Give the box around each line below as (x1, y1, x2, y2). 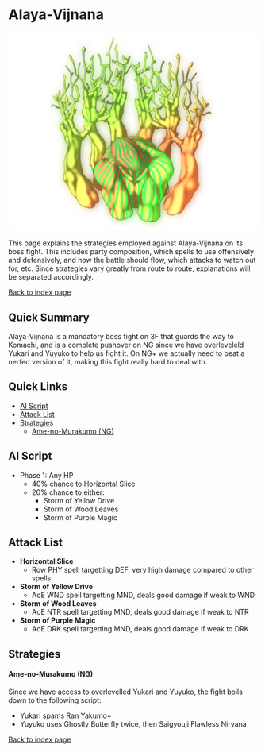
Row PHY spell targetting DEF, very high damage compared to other (31, 565, 254, 575)
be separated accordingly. (8, 272, 94, 282)
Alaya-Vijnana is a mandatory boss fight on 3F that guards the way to (8, 332, 234, 341)
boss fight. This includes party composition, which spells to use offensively (8, 247, 255, 256)
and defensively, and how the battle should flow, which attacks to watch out (8, 256, 256, 265)
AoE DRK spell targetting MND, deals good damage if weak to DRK (31, 624, 249, 634)
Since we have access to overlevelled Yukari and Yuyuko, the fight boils (8, 687, 244, 696)
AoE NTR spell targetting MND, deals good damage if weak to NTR (31, 607, 250, 617)
